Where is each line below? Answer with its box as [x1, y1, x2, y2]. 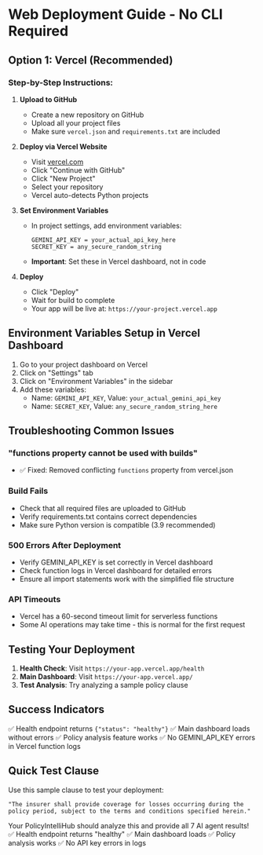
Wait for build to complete [31, 295, 115, 305]
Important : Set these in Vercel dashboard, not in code [31, 257, 206, 266]
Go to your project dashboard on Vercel [19, 360, 148, 369]
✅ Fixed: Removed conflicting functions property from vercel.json [19, 466, 234, 475]
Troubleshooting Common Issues [8, 424, 174, 437]
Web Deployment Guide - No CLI [8, 5, 224, 24]
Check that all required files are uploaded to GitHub [19, 503, 186, 513]
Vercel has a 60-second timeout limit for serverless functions [19, 612, 218, 621]
